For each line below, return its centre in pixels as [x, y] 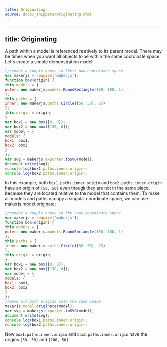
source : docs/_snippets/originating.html [49, 14]
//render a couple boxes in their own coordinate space [64, 71]
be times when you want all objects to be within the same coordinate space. [83, 57]
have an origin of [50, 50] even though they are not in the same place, [78, 188]
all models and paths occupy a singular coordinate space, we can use [77, 199]
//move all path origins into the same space [53, 302]
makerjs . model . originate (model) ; [40, 306]
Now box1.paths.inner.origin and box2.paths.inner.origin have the [76, 334]
